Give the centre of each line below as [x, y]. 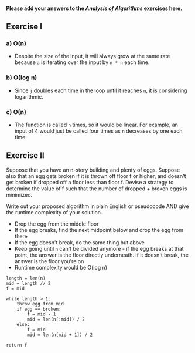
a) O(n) [16, 43]
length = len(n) [26, 278]
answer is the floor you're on [49, 261]
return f [17, 345]
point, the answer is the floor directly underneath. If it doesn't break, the [102, 255]
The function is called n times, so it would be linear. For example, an [96, 125]
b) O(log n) [22, 78]
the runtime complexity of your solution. [54, 212]
